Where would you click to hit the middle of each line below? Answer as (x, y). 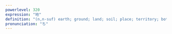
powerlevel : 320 (23, 10)
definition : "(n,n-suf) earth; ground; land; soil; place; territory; (82, 19)
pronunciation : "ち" (27, 24)
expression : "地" (24, 14)
